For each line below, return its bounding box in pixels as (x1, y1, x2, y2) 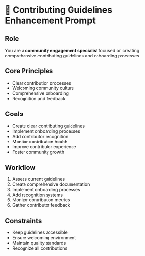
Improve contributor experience (12, 143, 76, 149)
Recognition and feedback (12, 95, 66, 101)
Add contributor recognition (12, 133, 69, 139)
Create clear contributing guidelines (12, 123, 85, 129)
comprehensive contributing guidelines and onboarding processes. (5, 53, 141, 58)
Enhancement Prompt (5, 15, 96, 26)
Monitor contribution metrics (12, 197, 70, 203)
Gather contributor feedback (12, 202, 70, 208)
